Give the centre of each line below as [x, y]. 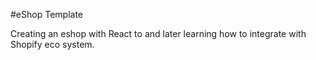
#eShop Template [46, 14]
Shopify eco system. [52, 44]
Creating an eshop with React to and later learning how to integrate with [158, 33]
